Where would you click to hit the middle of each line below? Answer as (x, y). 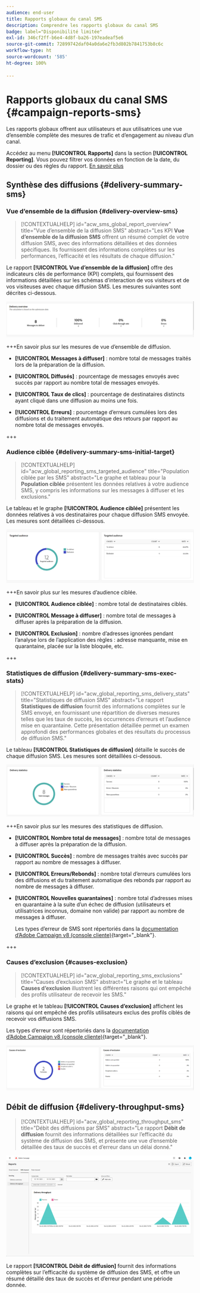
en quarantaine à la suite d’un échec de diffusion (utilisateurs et (93, 905)
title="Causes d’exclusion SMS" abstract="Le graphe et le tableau (101, 981)
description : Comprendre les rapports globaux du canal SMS (82, 25)
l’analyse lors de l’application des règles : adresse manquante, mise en (101, 640)
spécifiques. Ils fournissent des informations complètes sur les (98, 250)
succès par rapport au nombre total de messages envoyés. (87, 382)
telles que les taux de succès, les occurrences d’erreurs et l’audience (106, 719)
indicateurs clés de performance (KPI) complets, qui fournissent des (90, 274)
